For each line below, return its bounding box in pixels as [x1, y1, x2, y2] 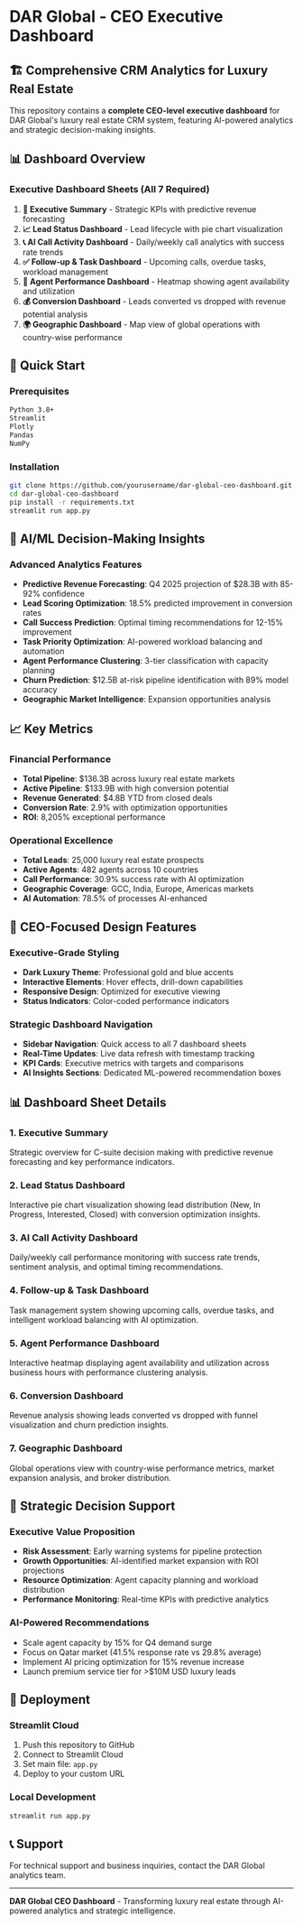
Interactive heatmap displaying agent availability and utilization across [9, 1357, 270, 1369]
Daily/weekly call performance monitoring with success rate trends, [9, 1252, 261, 1263]
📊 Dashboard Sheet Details [9, 1094, 167, 1110]
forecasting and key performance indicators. [9, 1156, 175, 1167]
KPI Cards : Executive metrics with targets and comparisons [22, 1058, 244, 1069]
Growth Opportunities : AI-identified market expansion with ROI [22, 1556, 259, 1567]
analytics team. [9, 1870, 66, 1881]
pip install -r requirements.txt [9, 498, 135, 507]
